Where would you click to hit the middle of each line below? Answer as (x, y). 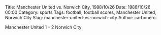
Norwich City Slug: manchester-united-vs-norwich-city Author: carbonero (80, 17)
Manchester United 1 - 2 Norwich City (43, 27)
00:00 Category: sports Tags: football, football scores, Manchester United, (81, 12)
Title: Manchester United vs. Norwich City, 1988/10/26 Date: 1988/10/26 (78, 7)
